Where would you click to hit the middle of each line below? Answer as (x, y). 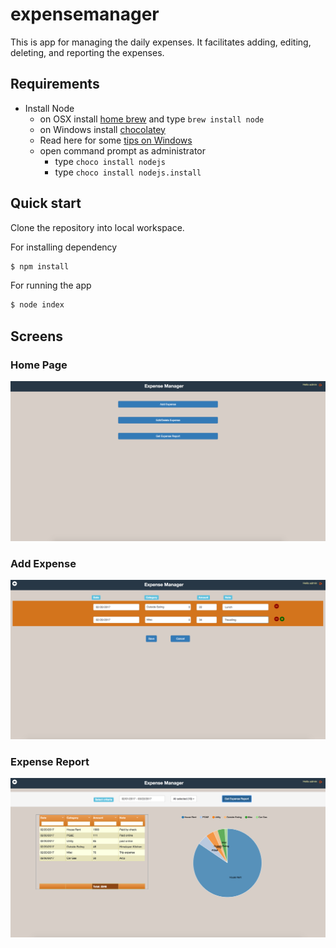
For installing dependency (64, 247)
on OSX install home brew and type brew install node (152, 119)
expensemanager (85, 14)
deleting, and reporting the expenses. (87, 52)
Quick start (46, 203)
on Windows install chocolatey (102, 129)
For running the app (51, 285)
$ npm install (40, 266)
